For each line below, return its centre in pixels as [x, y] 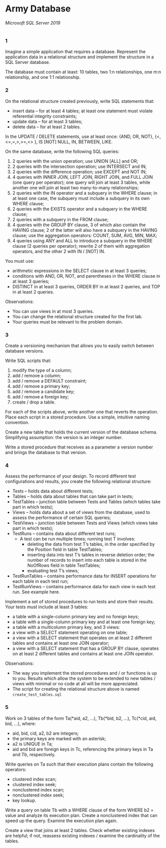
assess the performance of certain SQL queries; [62, 518]
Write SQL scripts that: [28, 361]
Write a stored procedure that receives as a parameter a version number [79, 447]
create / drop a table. [34, 402]
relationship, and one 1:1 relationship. [43, 77]
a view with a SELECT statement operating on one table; [70, 633]
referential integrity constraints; [44, 116]
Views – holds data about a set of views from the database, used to [81, 512]
